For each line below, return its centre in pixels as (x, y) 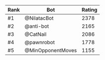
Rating (89, 10)
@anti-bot (37, 26)
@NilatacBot (39, 18)
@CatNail (36, 34)
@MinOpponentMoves (51, 50)
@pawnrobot (40, 42)
